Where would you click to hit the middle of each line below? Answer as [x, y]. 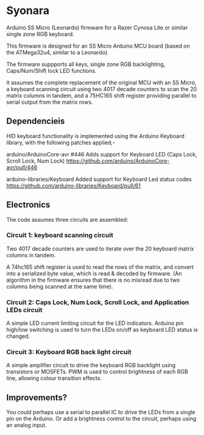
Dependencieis [36, 121]
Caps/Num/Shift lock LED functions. [51, 70]
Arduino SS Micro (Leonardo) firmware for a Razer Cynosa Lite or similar [97, 27]
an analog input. [26, 425]
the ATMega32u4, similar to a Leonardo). [58, 52]
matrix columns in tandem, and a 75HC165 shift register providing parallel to [101, 95]
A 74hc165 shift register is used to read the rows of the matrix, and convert [100, 267]
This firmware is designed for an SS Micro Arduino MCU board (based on [98, 46]
